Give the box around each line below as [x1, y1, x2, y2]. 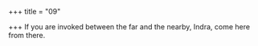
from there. [8, 31, 46, 40]
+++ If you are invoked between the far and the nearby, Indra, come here [8, 22, 251, 31]
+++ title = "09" [8, 7, 61, 16]
